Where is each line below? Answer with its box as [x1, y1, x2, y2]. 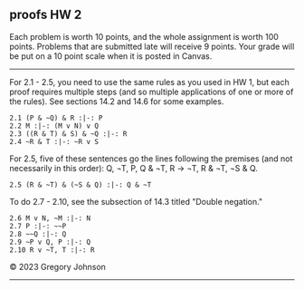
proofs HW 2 [9, 7, 82, 23]
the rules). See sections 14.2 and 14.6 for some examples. [9, 95, 224, 107]
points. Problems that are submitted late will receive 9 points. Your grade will [9, 41, 295, 52]
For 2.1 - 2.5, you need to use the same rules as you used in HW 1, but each [9, 76, 290, 87]
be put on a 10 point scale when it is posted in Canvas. [9, 50, 213, 62]
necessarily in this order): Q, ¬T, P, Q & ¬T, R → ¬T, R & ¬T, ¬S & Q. [9, 162, 258, 173]
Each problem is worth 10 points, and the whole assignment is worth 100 [9, 31, 279, 42]
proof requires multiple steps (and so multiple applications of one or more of [9, 86, 294, 97]
